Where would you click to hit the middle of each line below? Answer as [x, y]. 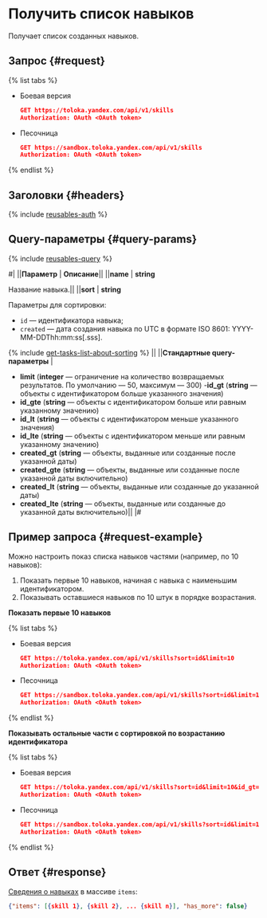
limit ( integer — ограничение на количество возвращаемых [122, 376]
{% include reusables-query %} [61, 258]
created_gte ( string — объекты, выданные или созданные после [130, 469]
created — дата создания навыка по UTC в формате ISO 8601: [125, 328]
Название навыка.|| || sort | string [65, 289]
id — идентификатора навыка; [71, 320]
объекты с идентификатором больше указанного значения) [122, 393]
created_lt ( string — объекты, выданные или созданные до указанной [139, 486]
